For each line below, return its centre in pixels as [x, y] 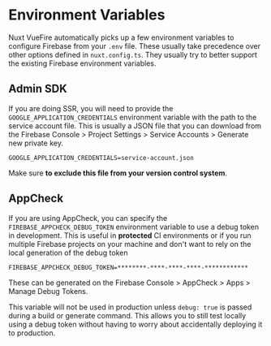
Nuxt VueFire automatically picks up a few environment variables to [121, 37]
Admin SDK [38, 89]
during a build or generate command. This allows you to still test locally [127, 315]
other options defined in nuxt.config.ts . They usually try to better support [133, 54]
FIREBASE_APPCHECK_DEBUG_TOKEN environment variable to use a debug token [134, 227]
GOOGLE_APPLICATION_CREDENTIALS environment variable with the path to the [133, 117]
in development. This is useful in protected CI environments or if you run [130, 235]
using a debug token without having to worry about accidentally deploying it [135, 324]
